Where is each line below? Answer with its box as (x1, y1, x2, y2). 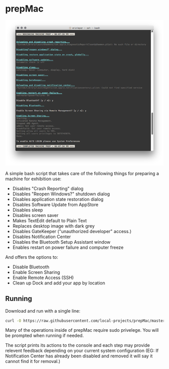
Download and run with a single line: (5, 308, 80, 314)
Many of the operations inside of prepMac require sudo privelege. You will (5, 327, 159, 333)
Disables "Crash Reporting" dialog (12, 185, 84, 191)
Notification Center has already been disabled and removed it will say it (5, 353, 153, 359)
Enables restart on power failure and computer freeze (12, 244, 124, 250)
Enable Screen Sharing (12, 269, 60, 275)
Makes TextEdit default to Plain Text (12, 217, 87, 224)
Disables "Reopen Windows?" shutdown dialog (12, 191, 110, 197)
